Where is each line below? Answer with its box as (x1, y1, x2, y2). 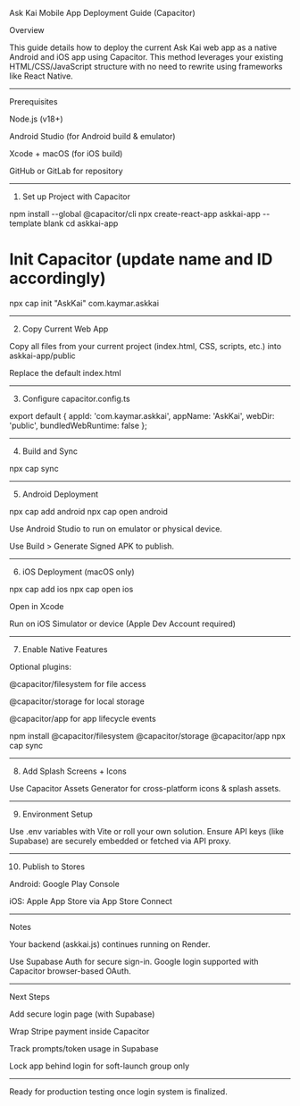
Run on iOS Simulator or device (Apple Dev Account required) (9, 618, 237, 629)
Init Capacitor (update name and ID (9, 249, 273, 270)
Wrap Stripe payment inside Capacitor (9, 1026, 150, 1036)
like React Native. (9, 71, 73, 81)
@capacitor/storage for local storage (9, 696, 145, 707)
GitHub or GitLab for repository (9, 165, 123, 176)
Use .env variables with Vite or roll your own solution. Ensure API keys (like (9, 825, 284, 836)
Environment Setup (21, 809, 94, 819)
